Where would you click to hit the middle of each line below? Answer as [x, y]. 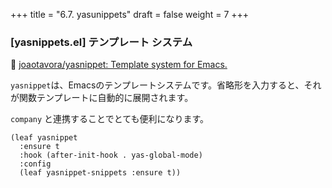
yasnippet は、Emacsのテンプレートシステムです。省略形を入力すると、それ [166, 85]
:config [35, 164]
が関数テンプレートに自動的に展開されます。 [102, 98]
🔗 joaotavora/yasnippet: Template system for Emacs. [119, 65]
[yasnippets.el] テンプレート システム [101, 42]
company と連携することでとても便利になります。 [110, 119]
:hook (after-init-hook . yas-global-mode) [111, 155]
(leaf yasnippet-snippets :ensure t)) [100, 173]
